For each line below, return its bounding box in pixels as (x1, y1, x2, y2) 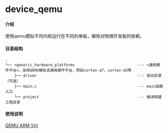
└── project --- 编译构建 (14, 94, 162, 99)
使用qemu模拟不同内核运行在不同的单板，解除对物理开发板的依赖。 (5, 33, 144, 39)
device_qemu (5, 4, 63, 15)
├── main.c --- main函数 (14, 84, 163, 89)
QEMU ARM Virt (5, 122, 39, 128)
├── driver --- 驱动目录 (14, 73, 162, 78)
